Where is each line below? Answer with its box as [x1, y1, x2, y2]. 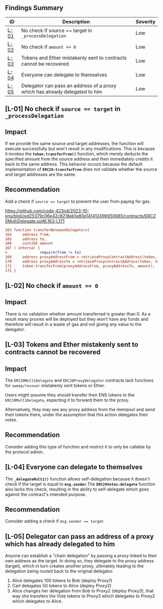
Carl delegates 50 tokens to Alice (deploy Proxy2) [12, 583, 112, 589]
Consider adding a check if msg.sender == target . [5, 518, 105, 524]
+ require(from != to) [5, 250, 81, 255]
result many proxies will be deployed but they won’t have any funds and [5, 316, 149, 322]
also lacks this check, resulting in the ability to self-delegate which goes [5, 486, 149, 492]
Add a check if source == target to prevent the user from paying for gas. [5, 198, 151, 204]
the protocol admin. [5, 449, 44, 455]
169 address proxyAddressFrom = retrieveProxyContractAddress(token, [5, 255, 158, 260]
